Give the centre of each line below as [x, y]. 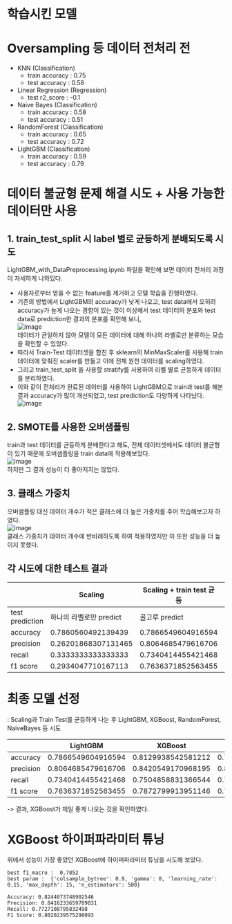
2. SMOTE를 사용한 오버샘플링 [68, 427]
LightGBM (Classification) [54, 149]
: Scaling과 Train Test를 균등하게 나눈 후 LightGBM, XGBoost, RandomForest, [114, 719]
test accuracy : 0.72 [56, 142]
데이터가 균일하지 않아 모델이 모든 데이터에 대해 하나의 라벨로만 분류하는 [114, 335]
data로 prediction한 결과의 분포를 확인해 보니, [79, 319]
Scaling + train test [175, 590]
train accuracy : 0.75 [57, 75]
